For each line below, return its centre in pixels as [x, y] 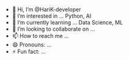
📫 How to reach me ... [40, 36]
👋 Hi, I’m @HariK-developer [46, 9]
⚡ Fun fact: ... [29, 51]
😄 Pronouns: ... [32, 45]
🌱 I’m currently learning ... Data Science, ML [68, 22]
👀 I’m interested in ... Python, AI [52, 16]
